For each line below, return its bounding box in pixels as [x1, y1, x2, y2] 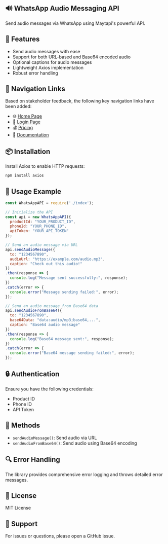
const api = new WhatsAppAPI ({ [5, 214, 71, 220]
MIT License [5, 505, 31, 511]
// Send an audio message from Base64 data [5, 303, 99, 308]
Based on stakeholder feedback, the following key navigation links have [5, 98, 154, 104]
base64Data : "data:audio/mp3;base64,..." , [10, 317, 101, 323]
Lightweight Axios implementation [12, 64, 83, 70]
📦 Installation [5, 147, 51, 156]
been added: [5, 103, 32, 110]
